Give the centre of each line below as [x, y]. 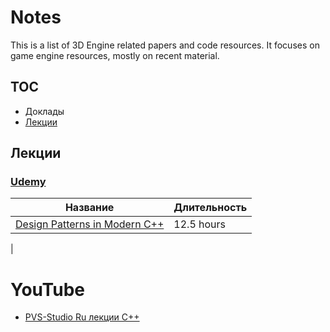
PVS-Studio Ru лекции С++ [82, 317]
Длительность [210, 208]
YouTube [47, 289]
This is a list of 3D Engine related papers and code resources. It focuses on [165, 45]
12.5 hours [200, 224]
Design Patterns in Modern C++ [90, 224]
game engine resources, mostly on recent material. [115, 55]
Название [89, 208]
